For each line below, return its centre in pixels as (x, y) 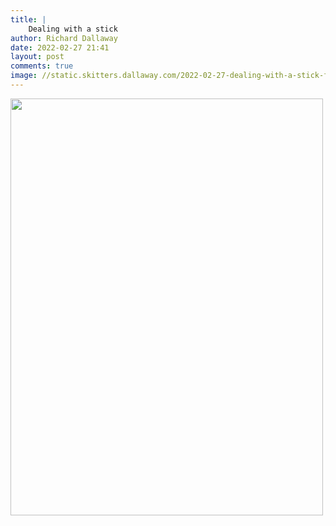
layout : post (37, 57)
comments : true (42, 66)
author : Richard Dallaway (64, 38)
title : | (28, 19)
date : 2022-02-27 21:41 (60, 47)
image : (24, 76)
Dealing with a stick (73, 29)
